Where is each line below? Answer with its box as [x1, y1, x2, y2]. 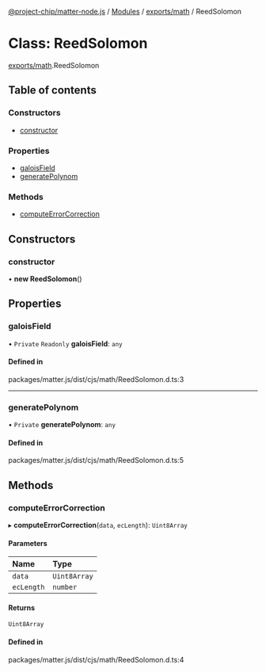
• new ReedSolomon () [8, 273, 82, 284]
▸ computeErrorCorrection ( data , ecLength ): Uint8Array [8, 520, 188, 529]
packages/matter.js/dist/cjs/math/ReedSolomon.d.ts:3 [8, 374, 184, 384]
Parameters [8, 538, 47, 548]
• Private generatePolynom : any [8, 420, 116, 430]
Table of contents [8, 83, 97, 97]
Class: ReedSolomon [8, 35, 148, 52]
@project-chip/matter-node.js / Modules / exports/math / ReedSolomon [8, 7, 242, 16]
